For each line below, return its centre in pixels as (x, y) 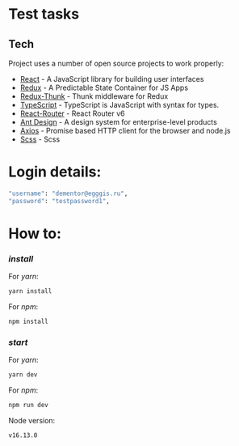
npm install (28, 322)
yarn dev (23, 375)
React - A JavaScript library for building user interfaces (112, 79)
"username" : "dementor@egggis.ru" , (68, 193)
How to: (35, 234)
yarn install (30, 291)
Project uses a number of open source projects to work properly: (116, 63)
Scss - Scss (40, 139)
